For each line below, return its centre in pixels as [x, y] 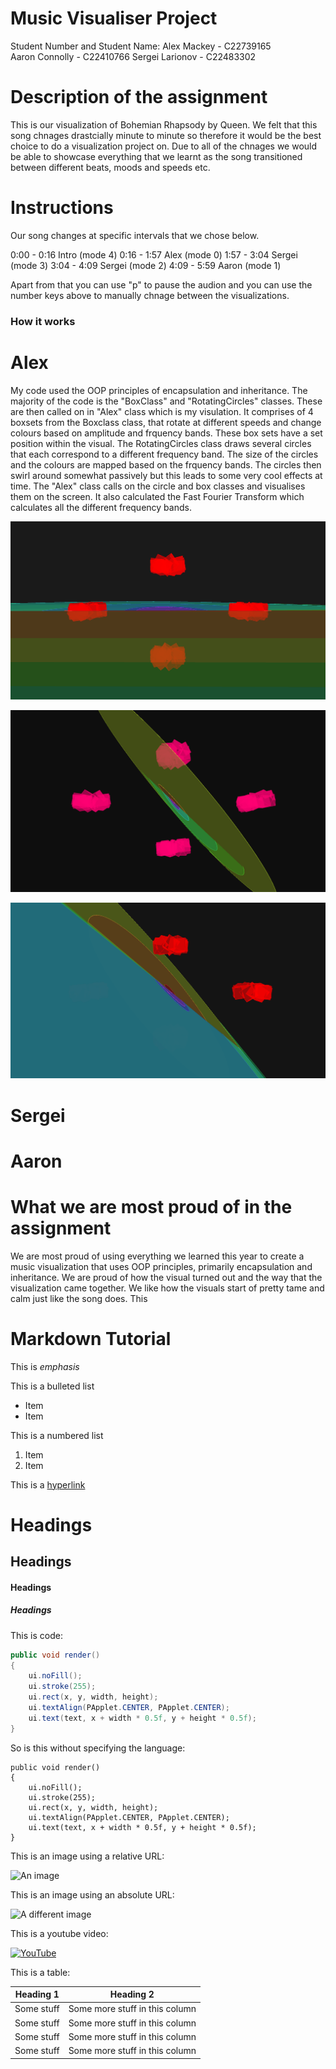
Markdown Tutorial [91, 1338]
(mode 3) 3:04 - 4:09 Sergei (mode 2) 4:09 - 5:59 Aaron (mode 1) [146, 265]
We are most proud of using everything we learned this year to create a [157, 1256]
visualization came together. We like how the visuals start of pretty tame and [167, 1288]
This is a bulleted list [52, 1386]
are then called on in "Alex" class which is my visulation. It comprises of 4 [162, 411]
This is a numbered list [57, 1435]
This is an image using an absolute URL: [92, 1894]
